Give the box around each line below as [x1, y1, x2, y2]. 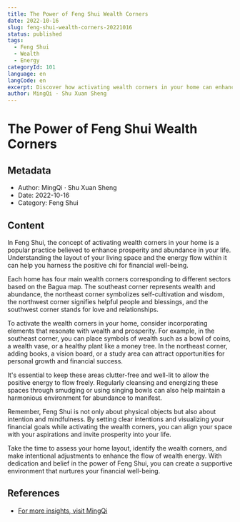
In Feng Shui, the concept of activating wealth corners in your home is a [7, 238, 219, 246]
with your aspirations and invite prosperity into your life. [7, 430, 171, 438]
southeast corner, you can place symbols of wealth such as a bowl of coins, [7, 333, 231, 343]
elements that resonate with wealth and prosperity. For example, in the [7, 326, 215, 335]
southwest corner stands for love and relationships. [7, 305, 159, 313]
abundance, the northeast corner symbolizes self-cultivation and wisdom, [7, 290, 225, 298]
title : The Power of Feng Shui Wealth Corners [7, 10, 149, 18]
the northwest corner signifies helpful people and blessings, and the [7, 297, 209, 306]
